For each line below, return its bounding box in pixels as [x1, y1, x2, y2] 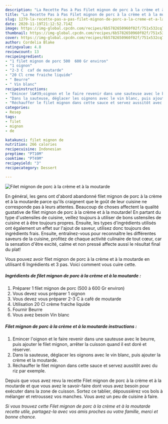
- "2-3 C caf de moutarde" [5, 68, 64, 73]
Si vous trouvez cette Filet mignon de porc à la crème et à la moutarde [5, 403, 151, 409]
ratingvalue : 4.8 [5, 45, 41, 50]
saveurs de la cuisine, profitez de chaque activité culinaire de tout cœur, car [5, 236, 162, 242]
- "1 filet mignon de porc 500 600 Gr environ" [5, 59, 108, 64]
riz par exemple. [12, 368, 46, 374]
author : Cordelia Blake [5, 40, 55, 45]
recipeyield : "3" [5, 161, 41, 166]
